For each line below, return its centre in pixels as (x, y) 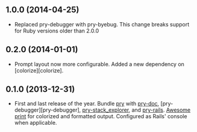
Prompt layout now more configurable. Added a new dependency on (99, 64)
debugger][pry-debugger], (48, 110)
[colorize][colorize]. (39, 70)
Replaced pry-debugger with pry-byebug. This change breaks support (102, 24)
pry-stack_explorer (105, 110)
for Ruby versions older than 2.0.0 (57, 31)
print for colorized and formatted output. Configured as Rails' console (101, 116)
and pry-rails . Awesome (161, 110)
